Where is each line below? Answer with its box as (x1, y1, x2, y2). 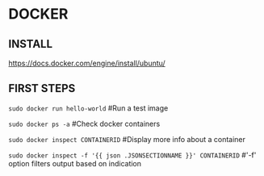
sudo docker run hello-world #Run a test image (8, 103, 169, 113)
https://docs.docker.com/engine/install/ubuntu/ (8, 58, 166, 68)
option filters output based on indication (8, 158, 142, 168)
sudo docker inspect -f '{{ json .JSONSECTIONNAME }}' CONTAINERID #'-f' (8, 150, 257, 160)
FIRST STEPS (8, 82, 76, 95)
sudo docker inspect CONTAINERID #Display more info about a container (8, 134, 246, 144)
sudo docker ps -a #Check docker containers (8, 119, 161, 128)
